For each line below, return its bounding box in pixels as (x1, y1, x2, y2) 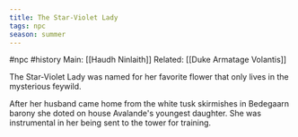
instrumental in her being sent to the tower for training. (9, 117, 212, 128)
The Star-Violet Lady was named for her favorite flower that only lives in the (9, 72, 289, 82)
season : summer (9, 30, 66, 39)
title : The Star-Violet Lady (9, 13, 118, 22)
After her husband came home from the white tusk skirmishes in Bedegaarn (9, 98, 290, 109)
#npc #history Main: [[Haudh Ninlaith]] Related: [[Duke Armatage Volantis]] (9, 55, 287, 65)
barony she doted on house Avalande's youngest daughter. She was (9, 108, 262, 119)
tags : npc (9, 21, 47, 30)
